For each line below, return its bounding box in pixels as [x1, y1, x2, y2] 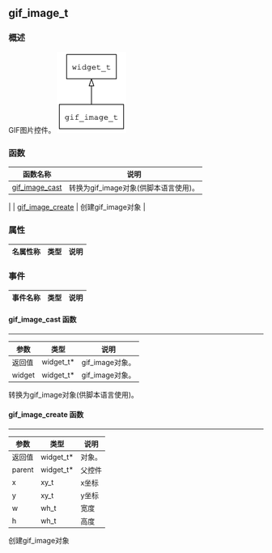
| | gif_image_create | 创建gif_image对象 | [8, 202, 146, 212]
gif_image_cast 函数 [8, 315, 77, 325]
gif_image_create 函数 [8, 410, 84, 419]
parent [11, 465, 34, 474]
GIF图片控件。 [8, 125, 56, 134]
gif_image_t [8, 6, 69, 20]
